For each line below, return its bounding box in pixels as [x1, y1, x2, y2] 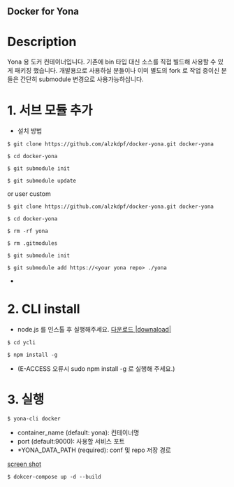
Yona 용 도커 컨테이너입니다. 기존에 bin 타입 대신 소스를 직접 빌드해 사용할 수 [7, 57, 217, 66]
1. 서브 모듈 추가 [7, 102, 93, 118]
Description [7, 34, 77, 50]
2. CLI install [7, 301, 80, 317]
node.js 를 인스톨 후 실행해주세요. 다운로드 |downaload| [17, 325, 171, 334]
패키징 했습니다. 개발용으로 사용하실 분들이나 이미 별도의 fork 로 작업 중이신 [14, 66, 220, 75]
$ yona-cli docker [7, 416, 61, 423]
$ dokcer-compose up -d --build [7, 474, 101, 481]
